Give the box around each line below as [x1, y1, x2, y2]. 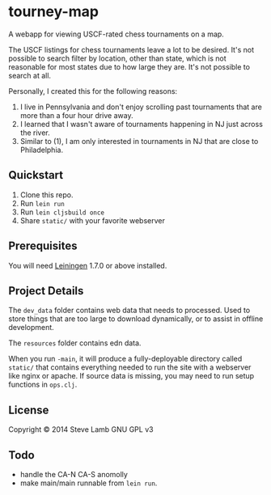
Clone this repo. [19, 189, 74, 200]
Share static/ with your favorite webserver [19, 215, 166, 225]
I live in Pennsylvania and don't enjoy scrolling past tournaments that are [19, 102, 263, 112]
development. [8, 323, 54, 332]
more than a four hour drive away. [19, 110, 133, 120]
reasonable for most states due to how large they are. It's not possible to [8, 61, 251, 71]
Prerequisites [8, 239, 78, 253]
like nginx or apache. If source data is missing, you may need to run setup [8, 371, 255, 381]
